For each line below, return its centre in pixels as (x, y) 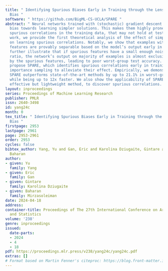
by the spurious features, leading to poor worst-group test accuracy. (86, 61)
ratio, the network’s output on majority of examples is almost (78, 56)
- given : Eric (20, 172)
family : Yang (23, 168)
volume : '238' (20, 219)
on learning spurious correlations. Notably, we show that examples (82, 42)
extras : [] (16, 256)
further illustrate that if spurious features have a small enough (81, 51)
